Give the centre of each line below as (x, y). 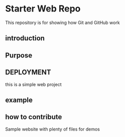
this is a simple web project (33, 84)
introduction (25, 38)
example (19, 100)
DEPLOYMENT (28, 72)
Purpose (19, 55)
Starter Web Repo (43, 9)
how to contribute (34, 117)
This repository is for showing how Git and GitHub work (62, 22)
